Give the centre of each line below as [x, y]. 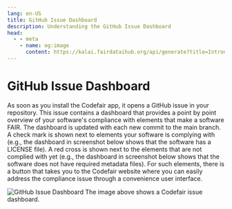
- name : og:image [45, 46]
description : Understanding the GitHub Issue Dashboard [89, 26]
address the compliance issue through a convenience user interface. [105, 178]
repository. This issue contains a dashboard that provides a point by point [112, 112]
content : [38, 52]
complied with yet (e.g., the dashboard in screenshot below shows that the [113, 157]
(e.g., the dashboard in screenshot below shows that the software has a [109, 141]
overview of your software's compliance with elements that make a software [116, 120]
